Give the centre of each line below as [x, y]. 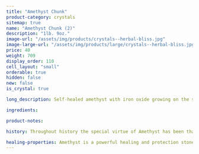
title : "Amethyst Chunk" [37, 12]
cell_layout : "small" [33, 67]
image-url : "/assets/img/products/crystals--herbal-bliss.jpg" [86, 39]
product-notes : [25, 121]
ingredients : [22, 110]
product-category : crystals [41, 17]
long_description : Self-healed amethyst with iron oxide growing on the [98, 100]
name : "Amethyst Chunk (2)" [41, 28]
